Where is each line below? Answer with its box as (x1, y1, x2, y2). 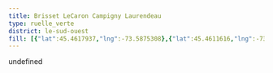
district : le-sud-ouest (8, 27, 89, 35)
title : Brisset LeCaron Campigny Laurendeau (8, 11, 162, 20)
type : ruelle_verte (8, 19, 75, 28)
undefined (8, 57, 43, 67)
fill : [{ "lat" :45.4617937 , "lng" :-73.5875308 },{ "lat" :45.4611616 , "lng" (8, 34, 253, 43)
